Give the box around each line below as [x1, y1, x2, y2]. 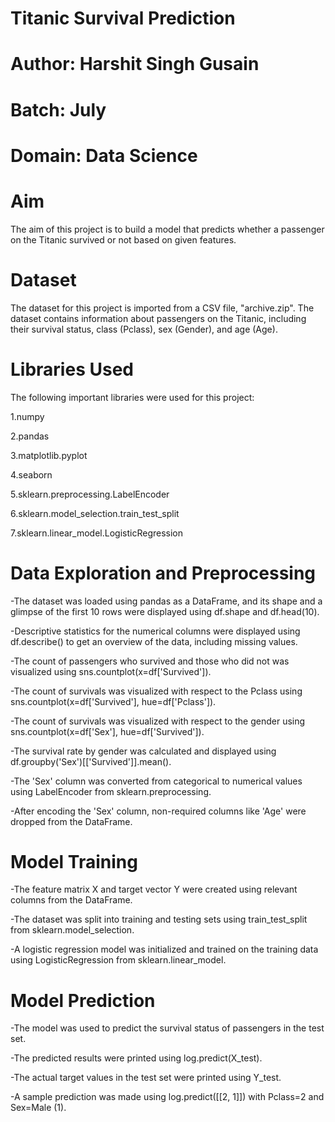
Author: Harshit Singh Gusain [10, 53, 260, 76]
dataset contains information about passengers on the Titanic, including [10, 312, 307, 324]
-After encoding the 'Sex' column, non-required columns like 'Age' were [10, 805, 307, 817]
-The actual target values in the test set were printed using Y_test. [10, 1072, 282, 1084]
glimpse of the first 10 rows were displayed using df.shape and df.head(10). [10, 605, 320, 617]
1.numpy [10, 410, 45, 422]
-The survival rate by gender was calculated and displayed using [10, 745, 277, 757]
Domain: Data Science [10, 144, 198, 167]
